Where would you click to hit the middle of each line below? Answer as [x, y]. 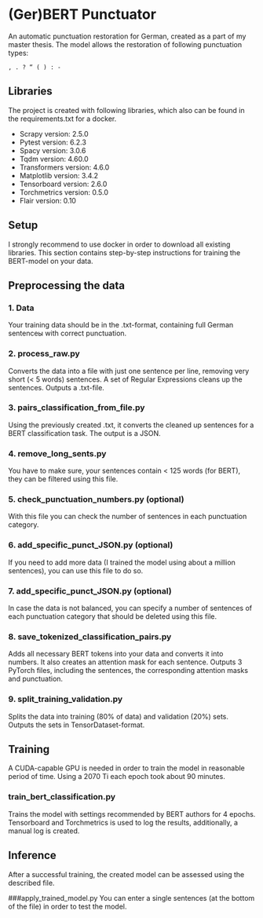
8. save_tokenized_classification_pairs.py [90, 636]
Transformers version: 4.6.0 [64, 167]
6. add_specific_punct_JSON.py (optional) [91, 545]
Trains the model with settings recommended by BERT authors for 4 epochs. [132, 814]
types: [18, 53]
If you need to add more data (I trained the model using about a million [122, 562]
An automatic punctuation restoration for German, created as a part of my [127, 36]
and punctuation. [36, 679]
